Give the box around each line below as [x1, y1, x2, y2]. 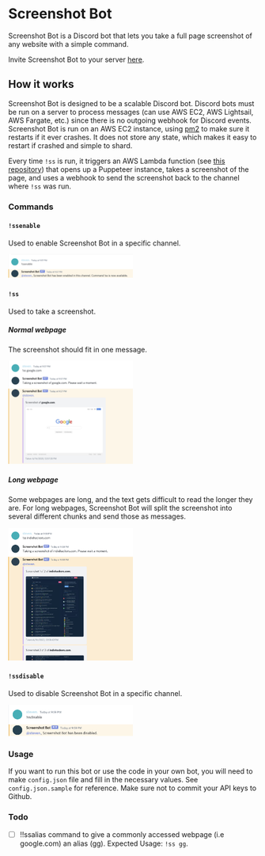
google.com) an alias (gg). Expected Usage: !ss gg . [19, 839, 188, 848]
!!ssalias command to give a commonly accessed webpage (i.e [19, 829, 225, 839]
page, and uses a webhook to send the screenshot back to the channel [8, 173, 240, 182]
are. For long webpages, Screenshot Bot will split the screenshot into [8, 504, 233, 513]
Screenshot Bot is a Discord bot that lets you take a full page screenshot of [8, 31, 253, 40]
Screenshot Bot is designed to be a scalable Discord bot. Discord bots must [8, 98, 255, 108]
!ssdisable [8, 672, 44, 681]
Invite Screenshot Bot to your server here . [8, 55, 145, 64]
